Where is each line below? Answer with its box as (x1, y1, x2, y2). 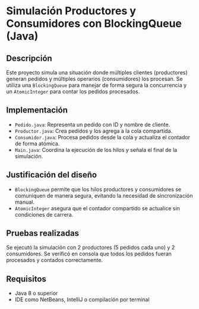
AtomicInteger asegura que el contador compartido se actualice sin (14, 204, 180, 212)
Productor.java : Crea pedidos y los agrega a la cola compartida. (14, 127, 173, 135)
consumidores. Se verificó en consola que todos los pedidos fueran (6, 250, 172, 257)
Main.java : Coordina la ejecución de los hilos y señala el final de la (14, 146, 178, 153)
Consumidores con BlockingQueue (6, 17, 182, 30)
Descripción (6, 53, 52, 63)
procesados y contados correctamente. (6, 257, 103, 264)
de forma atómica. (14, 140, 60, 147)
